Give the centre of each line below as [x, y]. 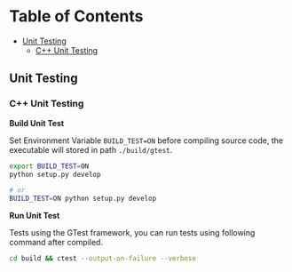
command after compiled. [56, 243]
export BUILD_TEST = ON [49, 166]
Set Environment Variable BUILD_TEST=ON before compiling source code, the [146, 140]
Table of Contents [76, 16]
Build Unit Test [37, 123]
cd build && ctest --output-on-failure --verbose [103, 259]
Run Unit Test [35, 216]
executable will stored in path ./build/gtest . [91, 149]
